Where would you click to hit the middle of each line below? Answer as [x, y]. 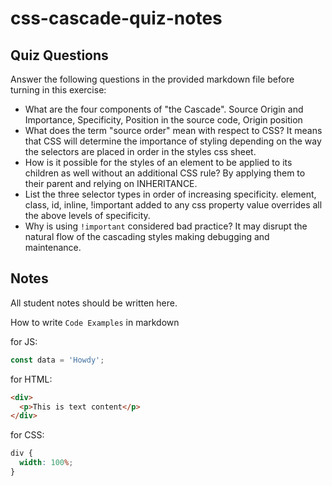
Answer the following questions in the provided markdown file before [152, 79]
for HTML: [31, 379]
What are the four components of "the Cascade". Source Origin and [164, 109]
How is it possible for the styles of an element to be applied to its [158, 162]
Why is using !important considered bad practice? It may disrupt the [166, 226]
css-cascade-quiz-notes [116, 18]
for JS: [24, 341]
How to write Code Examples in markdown [95, 322]
